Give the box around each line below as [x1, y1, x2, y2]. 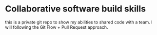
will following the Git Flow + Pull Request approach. [5, 24, 108, 30]
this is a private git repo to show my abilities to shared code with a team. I [5, 19, 153, 25]
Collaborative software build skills [5, 3, 146, 14]
